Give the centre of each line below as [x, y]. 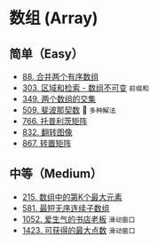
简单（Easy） [47, 54]
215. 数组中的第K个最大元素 [72, 197]
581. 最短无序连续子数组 [66, 208]
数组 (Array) [54, 18]
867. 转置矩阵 [47, 143]
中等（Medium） [56, 174]
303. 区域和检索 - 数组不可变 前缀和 [85, 88]
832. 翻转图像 [47, 132]
